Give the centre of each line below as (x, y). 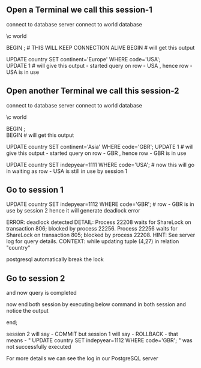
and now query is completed (41, 293)
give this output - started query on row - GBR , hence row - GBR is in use (96, 153)
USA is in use (23, 72)
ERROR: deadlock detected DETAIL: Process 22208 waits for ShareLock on (99, 222)
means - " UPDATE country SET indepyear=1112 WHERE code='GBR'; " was (100, 340)
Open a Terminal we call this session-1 (79, 10)
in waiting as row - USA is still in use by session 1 (67, 171)
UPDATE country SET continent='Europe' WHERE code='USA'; (83, 59)
